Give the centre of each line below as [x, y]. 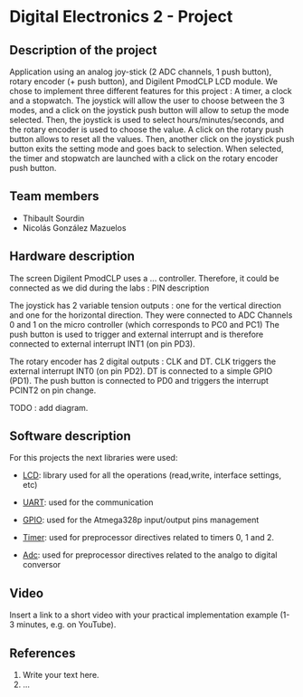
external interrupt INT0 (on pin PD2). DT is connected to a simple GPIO [141, 371]
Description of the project [83, 50]
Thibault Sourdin [53, 218]
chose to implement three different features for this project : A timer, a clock [151, 91]
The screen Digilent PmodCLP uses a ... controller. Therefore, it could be [144, 278]
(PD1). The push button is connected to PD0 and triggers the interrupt [139, 380]
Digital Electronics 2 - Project [121, 17]
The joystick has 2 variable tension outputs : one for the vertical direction [146, 305]
